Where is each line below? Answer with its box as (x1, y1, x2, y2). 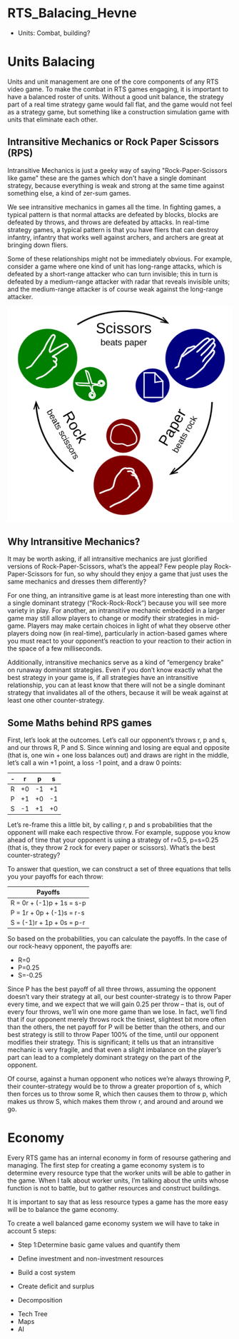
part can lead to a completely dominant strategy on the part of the (7, 1053, 202, 1061)
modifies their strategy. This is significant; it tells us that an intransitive (7, 1038, 214, 1046)
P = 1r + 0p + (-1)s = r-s (10, 908, 85, 917)
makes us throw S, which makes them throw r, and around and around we (7, 1097, 223, 1105)
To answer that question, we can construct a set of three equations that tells (7, 864, 232, 873)
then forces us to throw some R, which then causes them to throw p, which (7, 1089, 228, 1098)
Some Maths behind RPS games (7, 716, 152, 729)
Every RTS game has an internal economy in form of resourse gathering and (7, 1153, 231, 1162)
